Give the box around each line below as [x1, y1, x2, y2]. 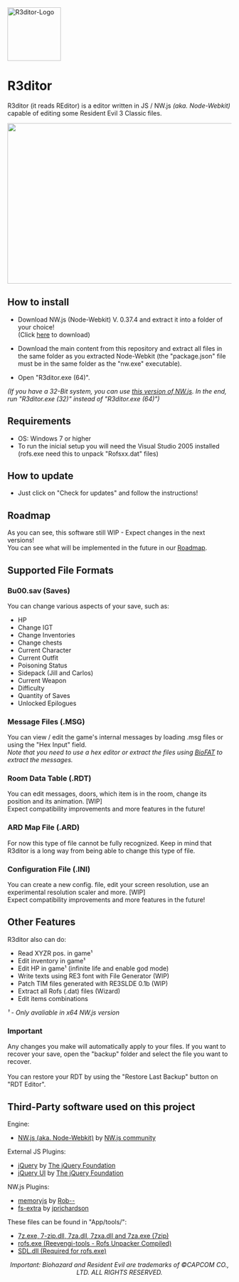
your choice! [17, 322, 55, 331]
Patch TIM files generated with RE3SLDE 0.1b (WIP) [17, 979, 169, 988]
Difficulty [17, 684, 45, 692]
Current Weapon [17, 676, 67, 684]
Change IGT [17, 623, 53, 632]
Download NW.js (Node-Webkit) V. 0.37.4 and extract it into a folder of [17, 315, 223, 324]
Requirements [7, 415, 71, 427]
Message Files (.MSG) [7, 717, 85, 727]
